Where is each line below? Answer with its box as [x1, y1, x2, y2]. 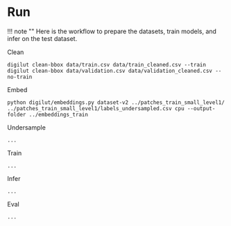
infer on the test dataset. [7, 34, 78, 42]
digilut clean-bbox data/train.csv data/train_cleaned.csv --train [7, 61, 207, 68]
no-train [7, 73, 33, 80]
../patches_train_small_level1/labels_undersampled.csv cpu [7, 105, 185, 112]
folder [7, 111, 26, 118]
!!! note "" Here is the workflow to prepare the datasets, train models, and [7, 27, 217, 35]
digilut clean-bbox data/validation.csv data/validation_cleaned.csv [7, 67, 213, 74]
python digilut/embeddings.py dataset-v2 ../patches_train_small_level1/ [7, 98, 225, 106]
